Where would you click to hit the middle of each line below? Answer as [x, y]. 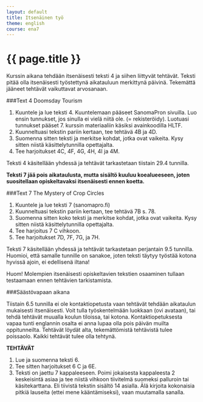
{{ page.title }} [44, 59]
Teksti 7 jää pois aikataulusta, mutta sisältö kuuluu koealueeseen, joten [98, 175]
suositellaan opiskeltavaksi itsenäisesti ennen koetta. [75, 182]
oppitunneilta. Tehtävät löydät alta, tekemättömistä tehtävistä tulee [89, 330]
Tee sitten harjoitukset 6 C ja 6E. [56, 367]
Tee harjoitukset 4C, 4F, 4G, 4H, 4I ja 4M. [67, 151]
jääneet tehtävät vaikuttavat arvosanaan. [57, 89]
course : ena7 [23, 29]
